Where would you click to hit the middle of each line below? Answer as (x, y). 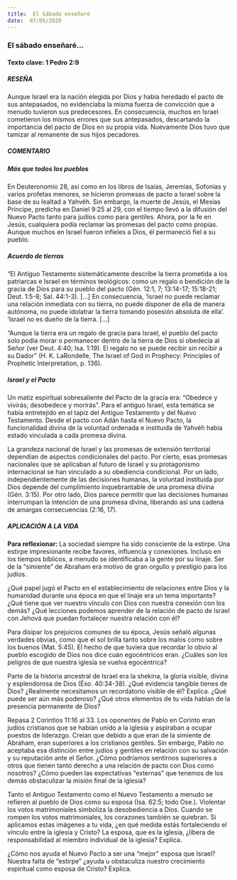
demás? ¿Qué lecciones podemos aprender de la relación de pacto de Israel (119, 611)
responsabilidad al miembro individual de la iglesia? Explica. (95, 840)
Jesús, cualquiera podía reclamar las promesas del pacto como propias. (112, 224)
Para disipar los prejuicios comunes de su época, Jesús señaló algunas (112, 632)
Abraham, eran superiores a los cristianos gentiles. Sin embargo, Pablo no (116, 743)
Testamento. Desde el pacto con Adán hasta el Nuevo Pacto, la (99, 420)
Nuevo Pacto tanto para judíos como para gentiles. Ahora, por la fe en (109, 217)
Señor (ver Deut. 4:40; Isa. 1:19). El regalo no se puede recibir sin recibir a (115, 348)
